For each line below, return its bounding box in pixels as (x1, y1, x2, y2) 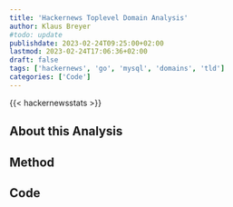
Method (9, 154, 55, 170)
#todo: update (9, 30, 63, 39)
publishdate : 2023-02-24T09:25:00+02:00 (9, 38, 165, 48)
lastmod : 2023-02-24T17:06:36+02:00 (9, 47, 148, 56)
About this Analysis (9, 123, 123, 139)
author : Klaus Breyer (9, 22, 92, 31)
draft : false (9, 55, 59, 64)
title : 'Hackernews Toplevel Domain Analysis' (9, 13, 189, 23)
